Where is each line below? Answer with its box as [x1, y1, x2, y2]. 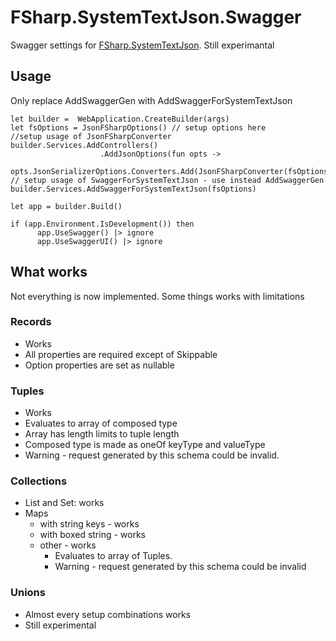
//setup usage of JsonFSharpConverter [10, 131, 172, 141]
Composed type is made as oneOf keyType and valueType [24, 439, 266, 451]
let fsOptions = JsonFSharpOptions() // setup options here [10, 122, 267, 133]
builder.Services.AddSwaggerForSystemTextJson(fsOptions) [10, 184, 257, 194]
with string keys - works [39, 518, 140, 530]
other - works [39, 539, 97, 551]
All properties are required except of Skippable [24, 348, 218, 360]
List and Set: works [24, 497, 105, 509]
